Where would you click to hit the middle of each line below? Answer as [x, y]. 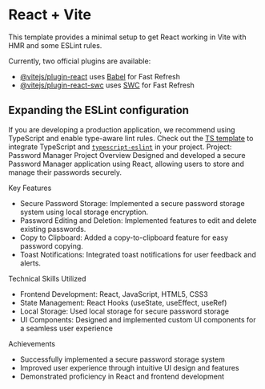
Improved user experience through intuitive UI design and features [129, 367]
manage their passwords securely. [65, 172]
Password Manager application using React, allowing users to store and [126, 164]
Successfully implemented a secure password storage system [122, 359]
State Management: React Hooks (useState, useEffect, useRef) [123, 302]
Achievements [32, 343]
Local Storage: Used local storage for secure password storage [124, 311]
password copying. [52, 245]
